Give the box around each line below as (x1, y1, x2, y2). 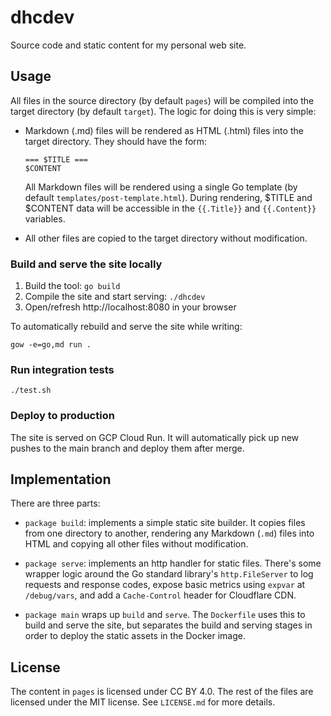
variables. (24, 212, 66, 225)
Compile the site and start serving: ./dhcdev (24, 291, 206, 303)
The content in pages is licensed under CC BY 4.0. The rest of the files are (10, 686, 314, 698)
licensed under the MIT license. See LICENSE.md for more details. (10, 696, 276, 708)
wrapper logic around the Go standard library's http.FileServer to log (24, 568, 314, 580)
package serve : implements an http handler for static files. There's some (24, 557, 322, 570)
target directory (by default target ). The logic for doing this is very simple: (10, 105, 317, 117)
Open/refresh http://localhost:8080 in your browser (24, 301, 237, 313)
